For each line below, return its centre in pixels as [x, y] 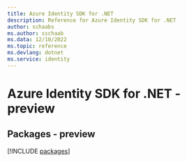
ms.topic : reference [37, 46]
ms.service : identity [39, 59]
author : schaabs [31, 27]
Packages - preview [51, 134]
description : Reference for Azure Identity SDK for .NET [92, 20]
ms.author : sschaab [36, 33]
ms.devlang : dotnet [36, 53]
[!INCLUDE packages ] [39, 151]
